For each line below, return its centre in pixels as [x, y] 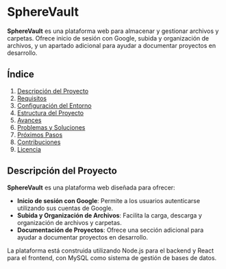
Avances [29, 120]
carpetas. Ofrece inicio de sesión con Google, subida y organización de [108, 38]
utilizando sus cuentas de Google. [65, 208]
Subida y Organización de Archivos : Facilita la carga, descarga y [109, 215]
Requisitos [32, 98]
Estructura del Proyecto [50, 113]
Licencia [29, 149]
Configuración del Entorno [54, 105]
